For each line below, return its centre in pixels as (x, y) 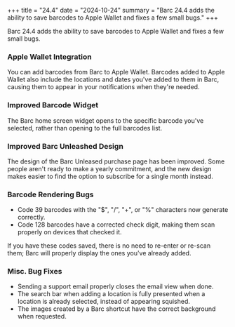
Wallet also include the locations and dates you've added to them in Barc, (113, 79)
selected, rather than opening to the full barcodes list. (85, 128)
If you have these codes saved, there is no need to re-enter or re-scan (109, 246)
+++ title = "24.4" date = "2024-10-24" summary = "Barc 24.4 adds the (111, 10)
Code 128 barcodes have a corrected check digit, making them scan (116, 225)
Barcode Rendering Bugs (51, 194)
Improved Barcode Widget (53, 105)
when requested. (42, 316)
